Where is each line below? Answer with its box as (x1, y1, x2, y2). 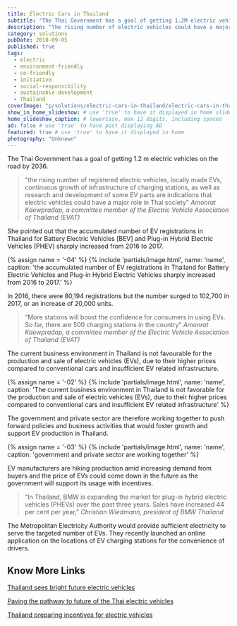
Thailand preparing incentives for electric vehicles (7, 610, 153, 619)
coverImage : (7, 102, 42, 110)
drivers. (7, 544, 30, 553)
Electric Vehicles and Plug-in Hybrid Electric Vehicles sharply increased (7, 271, 216, 279)
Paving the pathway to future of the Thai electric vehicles (7, 597, 174, 606)
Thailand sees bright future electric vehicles (7, 584, 135, 592)
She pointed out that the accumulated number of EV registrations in (7, 227, 203, 235)
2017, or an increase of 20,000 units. (7, 300, 114, 308)
